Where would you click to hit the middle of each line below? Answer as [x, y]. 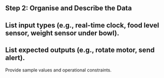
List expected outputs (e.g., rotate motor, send [80, 50]
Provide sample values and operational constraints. [59, 70]
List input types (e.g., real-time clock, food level [82, 25]
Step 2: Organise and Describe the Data [69, 8]
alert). [15, 58]
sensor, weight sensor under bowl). [62, 33]
